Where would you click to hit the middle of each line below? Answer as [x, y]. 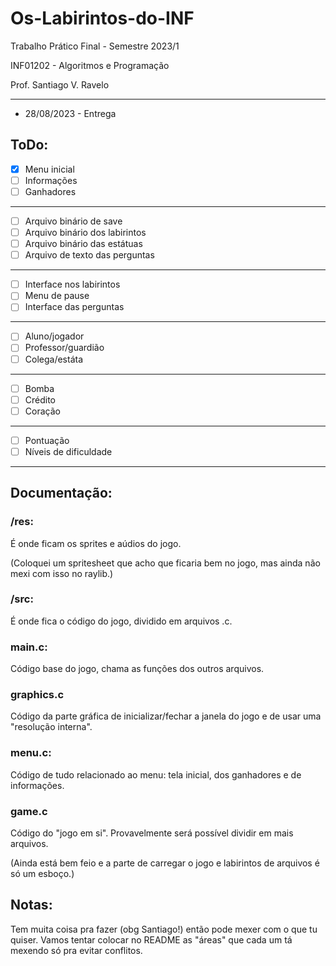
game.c [29, 811]
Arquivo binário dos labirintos [85, 232]
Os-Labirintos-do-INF [102, 18]
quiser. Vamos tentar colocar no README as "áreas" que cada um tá [151, 939]
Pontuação [47, 440]
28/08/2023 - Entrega [70, 113]
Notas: [31, 905]
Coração [42, 411]
